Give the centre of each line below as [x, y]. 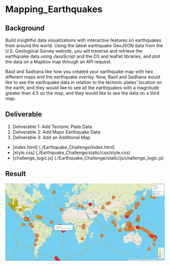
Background [25, 28]
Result [16, 174]
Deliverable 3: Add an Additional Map [51, 137]
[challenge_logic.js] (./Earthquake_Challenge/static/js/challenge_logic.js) [88, 158]
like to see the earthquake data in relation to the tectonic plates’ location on [84, 82]
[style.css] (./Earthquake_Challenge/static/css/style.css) [71, 153]
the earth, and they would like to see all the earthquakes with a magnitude [82, 88]
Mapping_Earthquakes [54, 9]
